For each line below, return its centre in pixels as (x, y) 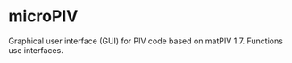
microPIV (43, 16)
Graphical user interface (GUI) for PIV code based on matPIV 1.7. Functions (146, 41)
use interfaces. (36, 50)
